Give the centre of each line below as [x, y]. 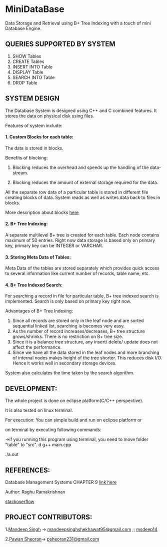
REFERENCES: [28, 470]
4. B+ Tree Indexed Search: [34, 285]
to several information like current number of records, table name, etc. [77, 273]
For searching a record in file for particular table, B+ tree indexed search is [82, 296]
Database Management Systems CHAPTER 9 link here [61, 482]
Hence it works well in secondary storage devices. [64, 363]
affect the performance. [37, 347]
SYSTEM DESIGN [32, 98]
